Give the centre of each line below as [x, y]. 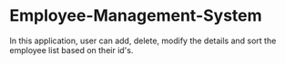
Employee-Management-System [136, 16]
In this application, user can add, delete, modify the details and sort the [143, 41]
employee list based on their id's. [71, 50]
